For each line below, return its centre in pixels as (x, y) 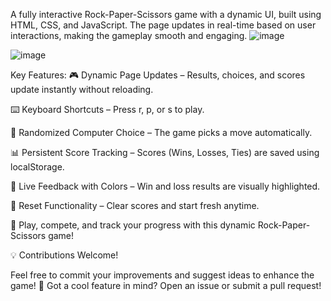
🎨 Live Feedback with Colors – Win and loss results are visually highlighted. (165, 186)
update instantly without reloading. (82, 89)
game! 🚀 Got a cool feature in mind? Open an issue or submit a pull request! (166, 285)
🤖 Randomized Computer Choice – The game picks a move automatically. (161, 132)
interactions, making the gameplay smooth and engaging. (129, 35)
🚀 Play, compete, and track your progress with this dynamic (133, 225)
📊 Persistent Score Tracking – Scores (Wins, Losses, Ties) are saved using (165, 152)
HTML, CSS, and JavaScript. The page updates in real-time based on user (163, 25)
